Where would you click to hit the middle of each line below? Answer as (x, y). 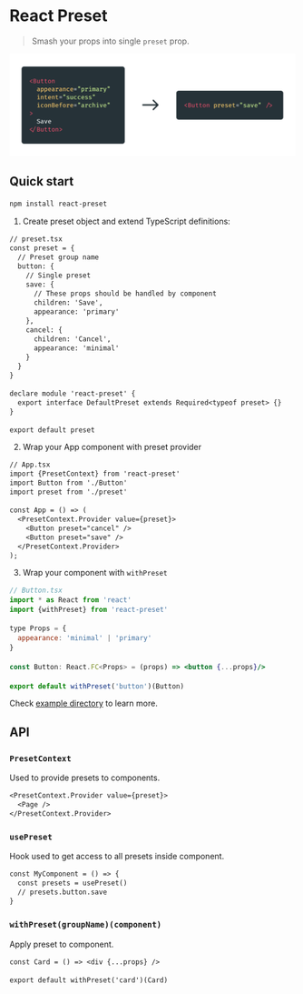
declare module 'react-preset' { (73, 393)
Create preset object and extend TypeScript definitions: (127, 221)
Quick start (42, 181)
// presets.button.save (62, 892)
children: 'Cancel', (72, 339)
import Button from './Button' (68, 483)
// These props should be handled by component (125, 293)
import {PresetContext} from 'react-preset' (95, 474)
